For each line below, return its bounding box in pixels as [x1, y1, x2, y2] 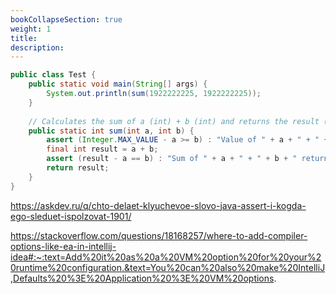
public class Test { [10, 70, 97, 80]
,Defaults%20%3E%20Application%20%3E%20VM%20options [10, 272, 275, 284]
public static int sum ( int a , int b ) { [28, 126, 195, 136]
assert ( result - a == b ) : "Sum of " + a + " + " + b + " [46, 154, 298, 164]
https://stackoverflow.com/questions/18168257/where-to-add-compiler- [10, 229, 308, 241]
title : [10, 33, 38, 43]
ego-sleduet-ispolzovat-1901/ [10, 210, 132, 222]
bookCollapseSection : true [10, 14, 123, 25]
